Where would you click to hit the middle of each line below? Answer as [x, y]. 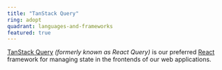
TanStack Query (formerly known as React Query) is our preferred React [111, 52]
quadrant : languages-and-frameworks [60, 26]
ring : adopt [24, 20]
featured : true [29, 33]
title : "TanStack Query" [43, 13]
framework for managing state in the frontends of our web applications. [109, 60]
